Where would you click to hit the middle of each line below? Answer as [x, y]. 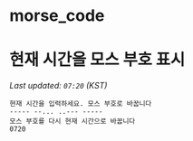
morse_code [57, 16]
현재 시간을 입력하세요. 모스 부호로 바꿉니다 [81, 104]
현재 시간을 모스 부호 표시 [97, 60]
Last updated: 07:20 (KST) [58, 86]
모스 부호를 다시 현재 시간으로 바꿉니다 [72, 122]
